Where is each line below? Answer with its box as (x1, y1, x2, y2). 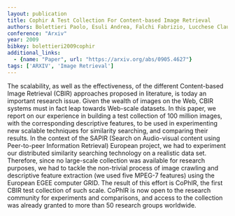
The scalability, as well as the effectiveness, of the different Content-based (7, 81, 224, 90)
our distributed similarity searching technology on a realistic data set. (7, 149, 207, 157)
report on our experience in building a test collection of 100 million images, (7, 112, 222, 120)
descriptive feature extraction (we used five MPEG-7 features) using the (7, 171, 215, 180)
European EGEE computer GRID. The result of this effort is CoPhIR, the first (7, 178, 223, 187)
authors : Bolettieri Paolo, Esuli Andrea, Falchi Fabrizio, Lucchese (7, 23, 215, 30)
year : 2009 (7, 36, 39, 43)
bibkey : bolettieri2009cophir (7, 43, 96, 50)
